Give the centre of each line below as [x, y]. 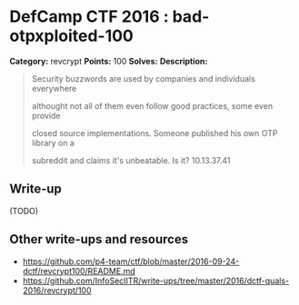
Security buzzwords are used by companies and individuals [144, 78]
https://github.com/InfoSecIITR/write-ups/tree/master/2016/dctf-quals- [155, 280]
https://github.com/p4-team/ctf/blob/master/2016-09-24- [131, 261]
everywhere [54, 88]
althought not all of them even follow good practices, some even [152, 105]
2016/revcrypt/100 [57, 290]
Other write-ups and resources [99, 239]
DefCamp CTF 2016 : [90, 17]
